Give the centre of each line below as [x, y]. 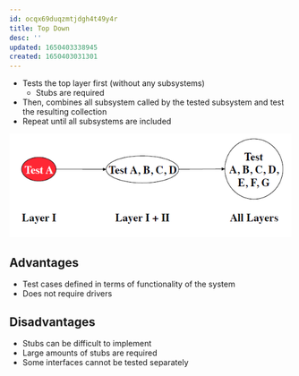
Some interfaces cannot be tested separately [106, 363]
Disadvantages [52, 322]
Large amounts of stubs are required [90, 353]
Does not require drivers [67, 294]
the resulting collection [64, 112]
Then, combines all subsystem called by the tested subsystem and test [153, 102]
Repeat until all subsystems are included [97, 122]
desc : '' [26, 38]
